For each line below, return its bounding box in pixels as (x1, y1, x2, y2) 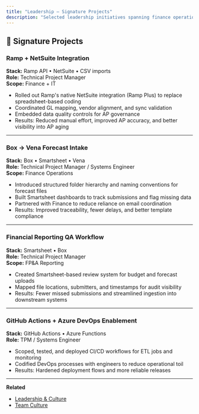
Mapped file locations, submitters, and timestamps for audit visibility (14, 283, 182, 290)
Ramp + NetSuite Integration (6, 54, 90, 62)
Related (6, 384, 25, 391)
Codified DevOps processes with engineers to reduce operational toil (14, 361, 184, 368)
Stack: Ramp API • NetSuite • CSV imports (6, 68, 111, 75)
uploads (14, 277, 35, 284)
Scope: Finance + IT (6, 80, 56, 87)
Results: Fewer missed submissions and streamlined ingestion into (14, 289, 176, 297)
